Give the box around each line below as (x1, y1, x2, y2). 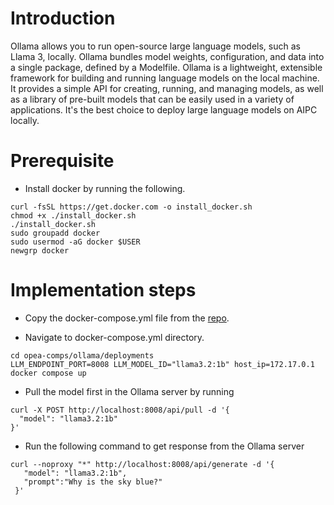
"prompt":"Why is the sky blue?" (23, 477, 163, 487)
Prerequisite (10, 150, 115, 172)
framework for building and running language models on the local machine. (10, 72, 320, 84)
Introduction (10, 7, 116, 30)
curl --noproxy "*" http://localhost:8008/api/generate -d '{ (10, 459, 275, 469)
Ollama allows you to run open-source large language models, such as (10, 40, 301, 52)
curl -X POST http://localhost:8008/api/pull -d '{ (10, 405, 230, 415)
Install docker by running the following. (24, 182, 186, 194)
